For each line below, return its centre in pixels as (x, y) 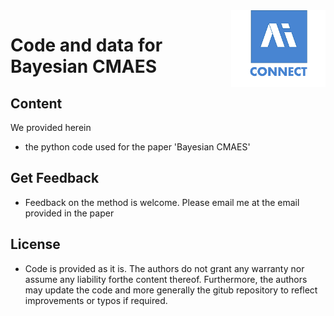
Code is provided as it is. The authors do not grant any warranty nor (164, 268)
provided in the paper (69, 213)
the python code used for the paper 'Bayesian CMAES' (137, 147)
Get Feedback (55, 178)
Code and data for (86, 45)
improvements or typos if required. (96, 300)
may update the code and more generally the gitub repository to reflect (171, 290)
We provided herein (51, 127)
